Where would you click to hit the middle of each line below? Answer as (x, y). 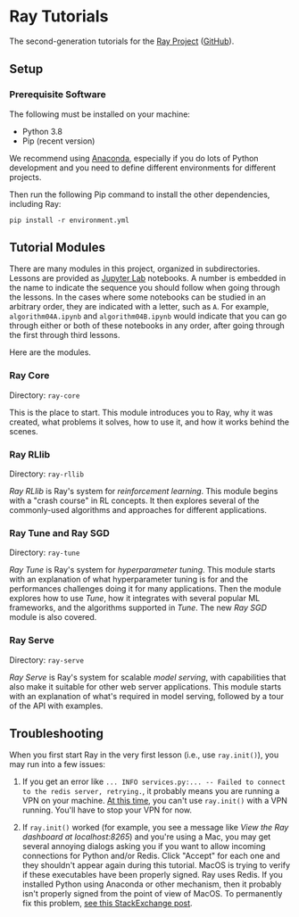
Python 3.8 (42, 131)
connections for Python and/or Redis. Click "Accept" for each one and (151, 856)
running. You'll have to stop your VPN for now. (107, 810)
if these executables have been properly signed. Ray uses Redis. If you (152, 875)
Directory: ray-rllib (47, 474)
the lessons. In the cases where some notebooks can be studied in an (137, 297)
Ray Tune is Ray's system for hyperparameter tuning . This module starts (142, 570)
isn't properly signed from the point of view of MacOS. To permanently (152, 894)
